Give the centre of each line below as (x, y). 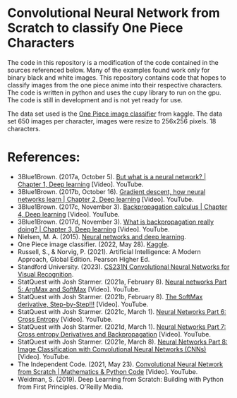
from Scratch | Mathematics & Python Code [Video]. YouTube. (108, 371)
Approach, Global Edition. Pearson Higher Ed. (84, 259)
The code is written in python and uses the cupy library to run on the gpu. (114, 92)
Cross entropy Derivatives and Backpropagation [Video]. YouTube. (114, 334)
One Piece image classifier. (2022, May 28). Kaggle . (93, 244)
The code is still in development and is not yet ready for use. (95, 99)
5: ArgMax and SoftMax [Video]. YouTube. (79, 289)
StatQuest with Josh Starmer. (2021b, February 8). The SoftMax (110, 296)
